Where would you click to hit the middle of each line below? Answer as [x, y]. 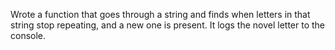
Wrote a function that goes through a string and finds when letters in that [160, 14]
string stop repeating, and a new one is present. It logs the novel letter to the [168, 25]
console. [28, 35]
